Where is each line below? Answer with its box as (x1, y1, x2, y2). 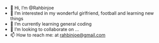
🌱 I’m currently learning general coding (10, 21, 92, 27)
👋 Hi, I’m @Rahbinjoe (10, 5, 54, 11)
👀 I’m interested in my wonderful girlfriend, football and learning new (10, 10, 154, 16)
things (10, 16, 24, 21)
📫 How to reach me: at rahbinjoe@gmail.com (10, 32, 106, 38)
